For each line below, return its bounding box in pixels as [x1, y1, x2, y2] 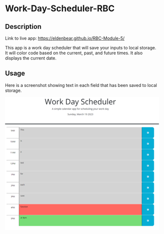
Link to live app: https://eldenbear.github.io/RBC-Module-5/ [5, 35, 125, 41]
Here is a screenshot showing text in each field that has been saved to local [5, 82, 157, 88]
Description [5, 22, 41, 31]
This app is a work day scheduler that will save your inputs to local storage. [5, 45, 157, 50]
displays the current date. [5, 55, 57, 61]
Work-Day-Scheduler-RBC [5, 3, 115, 14]
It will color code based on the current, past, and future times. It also [5, 50, 143, 56]
